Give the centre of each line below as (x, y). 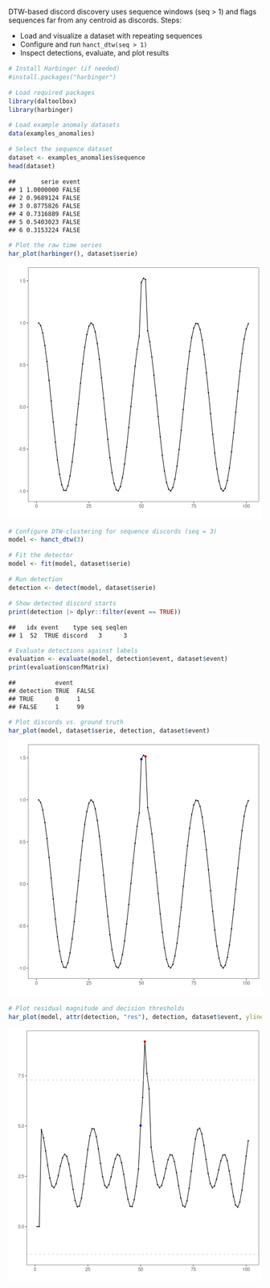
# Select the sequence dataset (61, 149)
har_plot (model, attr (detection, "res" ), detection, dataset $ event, (125, 1017)
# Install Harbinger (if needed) (64, 68)
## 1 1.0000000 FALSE (45, 190)
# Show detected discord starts (62, 603)
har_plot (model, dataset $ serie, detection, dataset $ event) (109, 731)
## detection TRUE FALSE (51, 691)
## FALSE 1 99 (46, 708)
